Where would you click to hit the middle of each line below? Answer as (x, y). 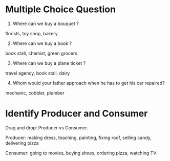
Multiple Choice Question (61, 9)
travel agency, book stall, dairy (38, 73)
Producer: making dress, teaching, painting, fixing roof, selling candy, (79, 137)
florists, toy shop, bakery (31, 33)
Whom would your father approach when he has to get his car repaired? (89, 83)
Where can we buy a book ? (42, 43)
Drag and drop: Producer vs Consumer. (47, 128)
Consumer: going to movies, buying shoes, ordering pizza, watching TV (81, 153)
